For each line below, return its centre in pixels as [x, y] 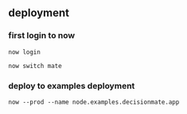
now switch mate [35, 66]
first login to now [42, 36]
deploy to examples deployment [72, 85]
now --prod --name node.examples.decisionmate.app [94, 102]
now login [25, 52]
